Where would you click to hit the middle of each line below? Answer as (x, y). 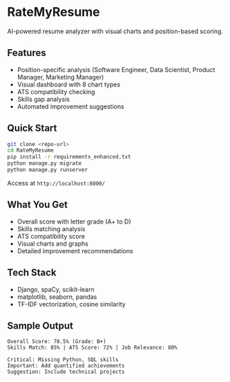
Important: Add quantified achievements (66, 366)
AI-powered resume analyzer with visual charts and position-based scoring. (115, 31)
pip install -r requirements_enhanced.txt (69, 157)
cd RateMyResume (30, 151)
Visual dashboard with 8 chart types (69, 84)
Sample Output (40, 326)
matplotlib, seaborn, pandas (57, 297)
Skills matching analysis (51, 228)
